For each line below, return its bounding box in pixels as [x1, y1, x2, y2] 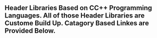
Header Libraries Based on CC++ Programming [4, 4, 153, 12]
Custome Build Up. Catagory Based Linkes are [4, 19, 149, 27]
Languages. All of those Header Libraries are [4, 12, 145, 20]
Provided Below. [4, 27, 56, 35]
